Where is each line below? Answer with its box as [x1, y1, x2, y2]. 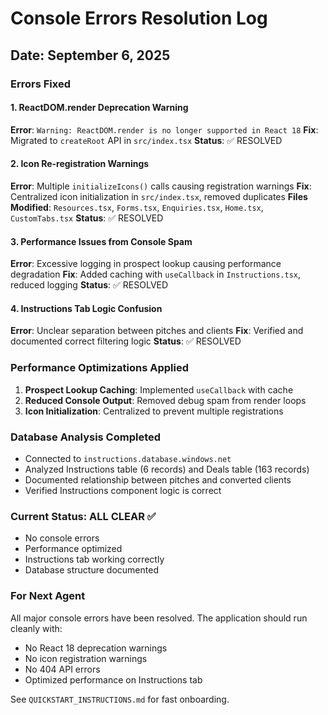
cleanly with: [10, 622, 63, 634]
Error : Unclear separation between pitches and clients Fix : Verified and [10, 325, 304, 337]
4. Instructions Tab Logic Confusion [10, 302, 163, 314]
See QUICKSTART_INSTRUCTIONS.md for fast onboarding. [10, 693, 230, 705]
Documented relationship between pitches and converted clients [24, 473, 292, 486]
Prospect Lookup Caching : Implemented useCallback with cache [24, 383, 294, 396]
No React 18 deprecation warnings [24, 642, 168, 654]
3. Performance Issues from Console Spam [10, 235, 193, 247]
